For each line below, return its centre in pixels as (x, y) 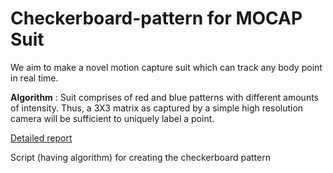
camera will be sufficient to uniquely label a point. (112, 118)
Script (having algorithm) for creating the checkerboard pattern (140, 157)
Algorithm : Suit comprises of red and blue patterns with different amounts (164, 97)
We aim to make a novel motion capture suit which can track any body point (166, 67)
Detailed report (41, 138)
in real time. (34, 78)
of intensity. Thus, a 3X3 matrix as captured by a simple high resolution (157, 108)
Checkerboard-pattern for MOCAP (156, 18)
